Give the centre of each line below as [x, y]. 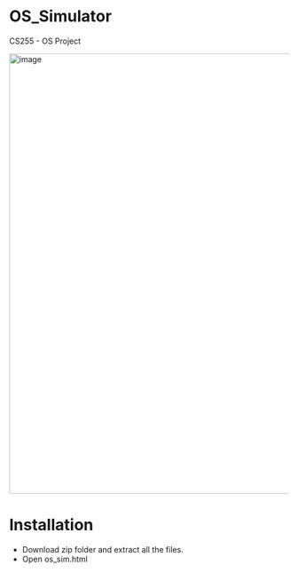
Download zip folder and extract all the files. [102, 549]
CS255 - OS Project [45, 41]
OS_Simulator [61, 16]
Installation [51, 525]
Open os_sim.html [55, 559]
